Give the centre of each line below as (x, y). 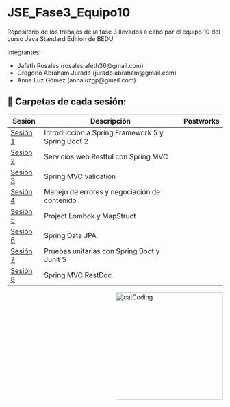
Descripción (111, 121)
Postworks (202, 121)
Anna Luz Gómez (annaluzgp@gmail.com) (76, 80)
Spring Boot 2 (66, 141)
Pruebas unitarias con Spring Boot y (102, 251)
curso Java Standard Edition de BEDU (60, 38)
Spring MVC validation (80, 176)
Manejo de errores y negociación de (102, 191)
